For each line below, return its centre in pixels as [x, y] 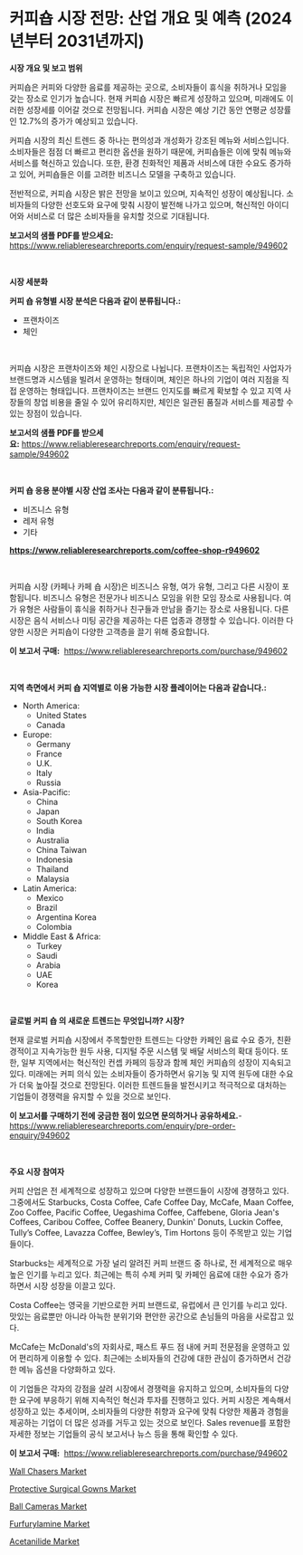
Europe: [37, 735]
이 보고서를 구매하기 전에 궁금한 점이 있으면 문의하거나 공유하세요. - [126, 1115]
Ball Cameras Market [48, 1506]
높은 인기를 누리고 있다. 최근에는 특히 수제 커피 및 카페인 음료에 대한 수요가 [141, 1274]
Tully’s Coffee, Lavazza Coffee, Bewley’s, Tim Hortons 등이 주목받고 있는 [142, 1232]
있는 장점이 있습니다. [46, 413]
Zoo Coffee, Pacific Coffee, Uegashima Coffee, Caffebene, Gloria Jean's [144, 1212]
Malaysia [52, 878]
